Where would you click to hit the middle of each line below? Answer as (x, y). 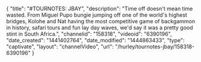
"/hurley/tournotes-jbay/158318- (155, 46)
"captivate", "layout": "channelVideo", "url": (60, 46)
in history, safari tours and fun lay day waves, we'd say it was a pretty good (100, 27)
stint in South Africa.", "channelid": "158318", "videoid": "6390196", (89, 34)
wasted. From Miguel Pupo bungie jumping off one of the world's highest (97, 15)
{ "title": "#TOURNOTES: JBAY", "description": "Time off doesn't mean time (100, 9)
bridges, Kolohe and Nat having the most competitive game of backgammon (101, 21)
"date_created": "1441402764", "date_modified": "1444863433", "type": (95, 40)
